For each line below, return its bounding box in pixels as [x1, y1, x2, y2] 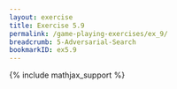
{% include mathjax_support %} [9, 70, 126, 80]
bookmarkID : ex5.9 [9, 46, 77, 55]
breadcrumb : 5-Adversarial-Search [9, 37, 137, 47]
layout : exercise [9, 12, 73, 22]
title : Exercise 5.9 [9, 21, 86, 30]
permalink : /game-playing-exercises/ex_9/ [9, 29, 168, 38]
